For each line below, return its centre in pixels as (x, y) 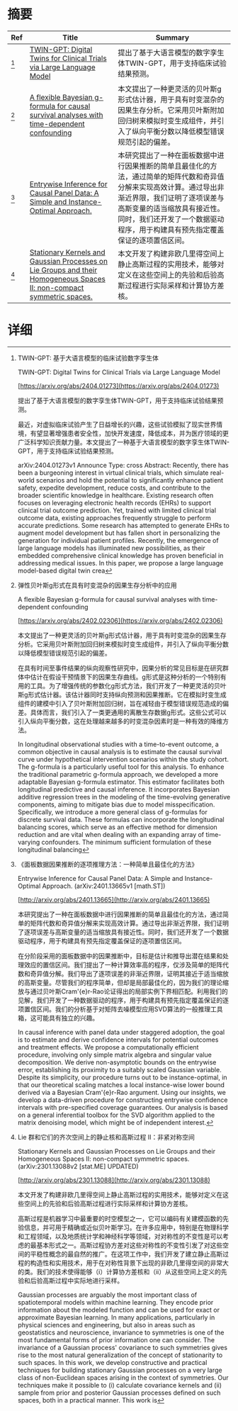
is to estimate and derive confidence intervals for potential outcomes (118, 1040)
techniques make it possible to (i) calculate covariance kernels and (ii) (119, 1385)
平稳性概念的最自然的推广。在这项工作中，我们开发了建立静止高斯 (126, 1254)
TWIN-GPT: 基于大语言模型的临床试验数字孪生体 (88, 358)
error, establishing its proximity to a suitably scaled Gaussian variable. (119, 1069)
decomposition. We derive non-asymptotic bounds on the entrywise (117, 1062)
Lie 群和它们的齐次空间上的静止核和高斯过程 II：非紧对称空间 (106, 1137)
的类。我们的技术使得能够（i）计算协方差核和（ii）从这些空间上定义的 (119, 1271)
